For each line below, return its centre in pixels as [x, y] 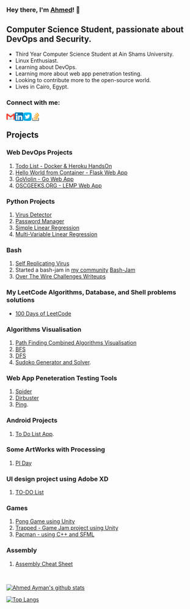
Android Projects [32, 421]
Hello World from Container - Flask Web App [71, 172]
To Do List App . [35, 434]
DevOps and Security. [49, 39]
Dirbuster [27, 398]
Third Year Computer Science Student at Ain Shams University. [94, 54]
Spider [24, 391]
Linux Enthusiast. [37, 60]
